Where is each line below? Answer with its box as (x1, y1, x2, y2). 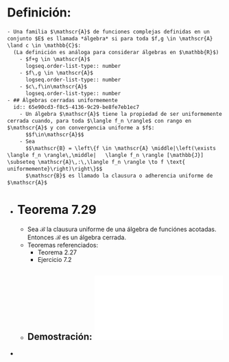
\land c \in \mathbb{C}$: (7, 42, 81, 49)
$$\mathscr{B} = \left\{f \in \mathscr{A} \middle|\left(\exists (25, 145, 216, 152)
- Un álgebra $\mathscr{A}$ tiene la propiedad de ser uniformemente (19, 110, 223, 117)
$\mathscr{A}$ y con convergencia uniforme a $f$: (7, 124, 155, 131)
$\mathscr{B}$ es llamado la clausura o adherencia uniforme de (25, 172, 213, 179)
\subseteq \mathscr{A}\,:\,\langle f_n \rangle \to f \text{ (7, 158, 186, 165)
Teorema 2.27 (37, 248, 77, 256)
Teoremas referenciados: (27, 241, 98, 249)
